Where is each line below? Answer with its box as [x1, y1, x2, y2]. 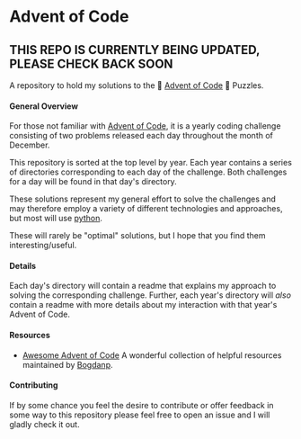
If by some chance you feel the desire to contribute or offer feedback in [9, 399, 274, 410]
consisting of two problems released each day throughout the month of [9, 130, 274, 141]
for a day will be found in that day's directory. [9, 176, 177, 187]
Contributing [9, 380, 58, 390]
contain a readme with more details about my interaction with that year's [9, 300, 278, 310]
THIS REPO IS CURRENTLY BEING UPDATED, [9, 42, 261, 58]
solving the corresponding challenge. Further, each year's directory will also [9, 290, 292, 300]
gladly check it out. [9, 418, 80, 429]
